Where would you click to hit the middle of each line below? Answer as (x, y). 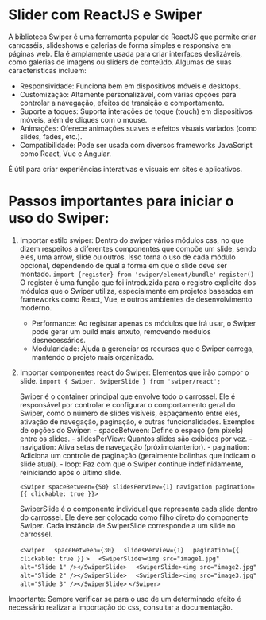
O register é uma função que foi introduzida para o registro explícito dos (138, 282)
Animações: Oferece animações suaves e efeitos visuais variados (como (138, 128)
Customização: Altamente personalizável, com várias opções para (128, 94)
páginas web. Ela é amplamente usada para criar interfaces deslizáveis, (125, 53)
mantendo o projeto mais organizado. (93, 357)
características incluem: (48, 70)
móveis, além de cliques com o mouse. (83, 119)
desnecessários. (58, 340)
